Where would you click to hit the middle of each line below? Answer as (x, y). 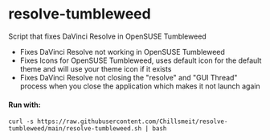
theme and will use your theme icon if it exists (96, 68)
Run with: (25, 105)
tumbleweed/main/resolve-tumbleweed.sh (75, 129)
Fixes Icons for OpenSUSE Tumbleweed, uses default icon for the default (141, 60)
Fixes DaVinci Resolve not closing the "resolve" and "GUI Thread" (129, 77)
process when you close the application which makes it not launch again (140, 86)
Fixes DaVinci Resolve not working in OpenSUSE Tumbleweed (122, 51)
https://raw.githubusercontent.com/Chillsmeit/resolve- (133, 121)
